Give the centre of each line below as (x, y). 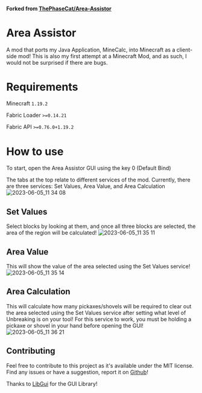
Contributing (31, 351)
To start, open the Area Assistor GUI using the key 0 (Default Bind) (89, 168)
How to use (35, 151)
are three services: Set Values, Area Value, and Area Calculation (86, 186)
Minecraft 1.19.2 (27, 103)
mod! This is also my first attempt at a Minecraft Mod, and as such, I (102, 56)
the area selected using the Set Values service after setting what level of (96, 313)
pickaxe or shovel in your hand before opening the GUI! (75, 325)
